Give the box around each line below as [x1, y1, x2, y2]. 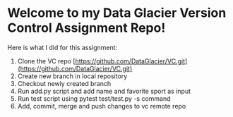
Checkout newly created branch [17, 79, 112, 87]
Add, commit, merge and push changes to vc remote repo [17, 101, 186, 110]
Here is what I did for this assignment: [7, 43, 118, 51]
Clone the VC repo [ [17, 56, 76, 65]
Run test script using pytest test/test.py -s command [17, 94, 171, 103]
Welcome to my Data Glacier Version [7, 5, 227, 21]
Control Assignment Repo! [7, 20, 166, 36]
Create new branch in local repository [17, 72, 128, 80]
